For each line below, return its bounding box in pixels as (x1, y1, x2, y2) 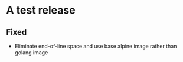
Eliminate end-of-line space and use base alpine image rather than (14, 43, 177, 50)
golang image (14, 49, 48, 56)
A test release (6, 4, 76, 17)
